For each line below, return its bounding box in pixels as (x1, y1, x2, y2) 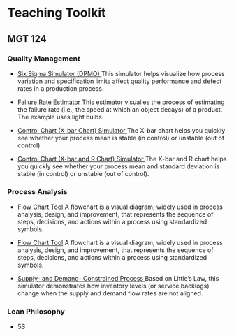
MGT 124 (7, 33, 47, 45)
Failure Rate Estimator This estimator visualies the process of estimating (17, 98, 225, 106)
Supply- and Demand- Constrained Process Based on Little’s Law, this (17, 275, 219, 283)
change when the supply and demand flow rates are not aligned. (17, 289, 203, 298)
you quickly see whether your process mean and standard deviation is (17, 162, 220, 170)
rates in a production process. (17, 84, 104, 92)
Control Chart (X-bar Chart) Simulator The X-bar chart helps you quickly (17, 126, 226, 134)
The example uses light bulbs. (17, 112, 104, 121)
